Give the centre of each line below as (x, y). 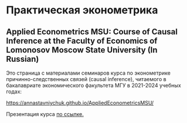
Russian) (23, 59)
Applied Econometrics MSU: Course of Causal (92, 32)
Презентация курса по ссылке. (45, 114)
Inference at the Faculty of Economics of (82, 41)
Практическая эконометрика (82, 10)
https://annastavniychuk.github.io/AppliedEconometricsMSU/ (80, 103)
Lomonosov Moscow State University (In (82, 50)
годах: (14, 92)
